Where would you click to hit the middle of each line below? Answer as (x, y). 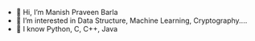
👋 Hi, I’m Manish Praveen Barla (67, 12)
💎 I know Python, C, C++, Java (67, 29)
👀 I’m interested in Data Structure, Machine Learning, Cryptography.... (132, 20)
